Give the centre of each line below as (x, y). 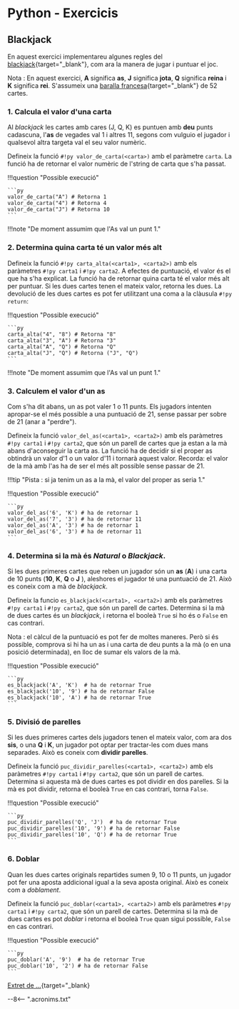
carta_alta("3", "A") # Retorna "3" (62, 341)
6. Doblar (24, 859)
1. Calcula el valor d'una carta (60, 111)
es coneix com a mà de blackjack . (58, 586)
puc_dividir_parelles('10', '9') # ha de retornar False (94, 829)
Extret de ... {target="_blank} (49, 985)
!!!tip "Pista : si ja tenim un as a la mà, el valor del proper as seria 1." (106, 479)
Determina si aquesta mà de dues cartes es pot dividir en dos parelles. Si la (118, 782)
